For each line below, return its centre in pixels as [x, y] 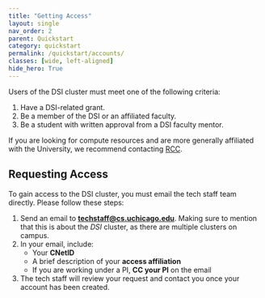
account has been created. [65, 287]
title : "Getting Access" [50, 16]
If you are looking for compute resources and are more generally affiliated [131, 140]
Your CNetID [53, 253]
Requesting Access [59, 175]
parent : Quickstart [41, 38]
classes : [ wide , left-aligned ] [61, 62]
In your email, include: [57, 244]
